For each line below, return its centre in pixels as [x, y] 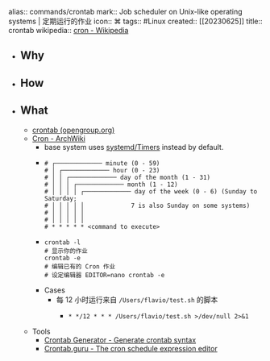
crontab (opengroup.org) [73, 130]
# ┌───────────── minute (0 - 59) [102, 163]
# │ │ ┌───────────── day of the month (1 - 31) [127, 177]
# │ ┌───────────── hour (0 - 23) [102, 170]
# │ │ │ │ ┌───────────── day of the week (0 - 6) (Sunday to [151, 191]
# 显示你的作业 [66, 251]
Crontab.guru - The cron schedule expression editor [131, 348]
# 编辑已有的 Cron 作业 [79, 266]
